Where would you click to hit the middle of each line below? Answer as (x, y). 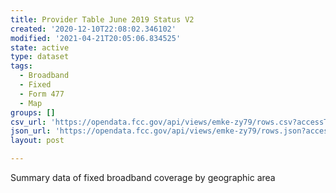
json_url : (31, 131)
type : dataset (40, 57)
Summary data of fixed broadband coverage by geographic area (143, 177)
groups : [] (33, 112)
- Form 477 (42, 94)
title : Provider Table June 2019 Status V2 (102, 19)
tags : (21, 66)
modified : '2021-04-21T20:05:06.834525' (96, 38)
